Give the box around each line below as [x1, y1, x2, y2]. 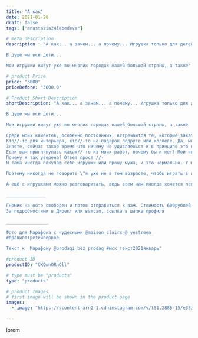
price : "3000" [6, 79, 41, 84]
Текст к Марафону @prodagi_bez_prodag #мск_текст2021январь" [6, 246, 162, 252]
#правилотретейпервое [6, 235, 60, 241]
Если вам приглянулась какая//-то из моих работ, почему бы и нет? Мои [6, 149, 186, 155]
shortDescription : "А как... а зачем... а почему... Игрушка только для [6, 100, 189, 106]
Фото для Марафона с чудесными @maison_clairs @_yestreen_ [6, 229, 154, 235]
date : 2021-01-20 [6, 14, 49, 20]
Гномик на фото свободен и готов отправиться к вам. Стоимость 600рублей [6, 202, 192, 209]
